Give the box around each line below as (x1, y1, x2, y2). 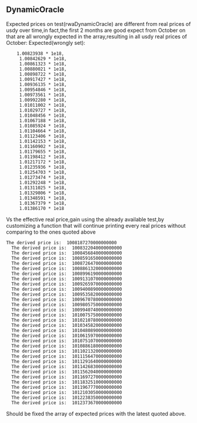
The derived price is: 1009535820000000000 (11, 291, 122, 297)
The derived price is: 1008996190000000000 (11, 271, 122, 277)
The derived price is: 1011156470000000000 (11, 353, 122, 359)
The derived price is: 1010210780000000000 (11, 317, 122, 323)
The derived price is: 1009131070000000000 (11, 276, 122, 282)
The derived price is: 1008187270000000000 (6, 240, 117, 245)
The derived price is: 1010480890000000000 (11, 327, 122, 333)
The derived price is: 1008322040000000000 (11, 245, 122, 251)
